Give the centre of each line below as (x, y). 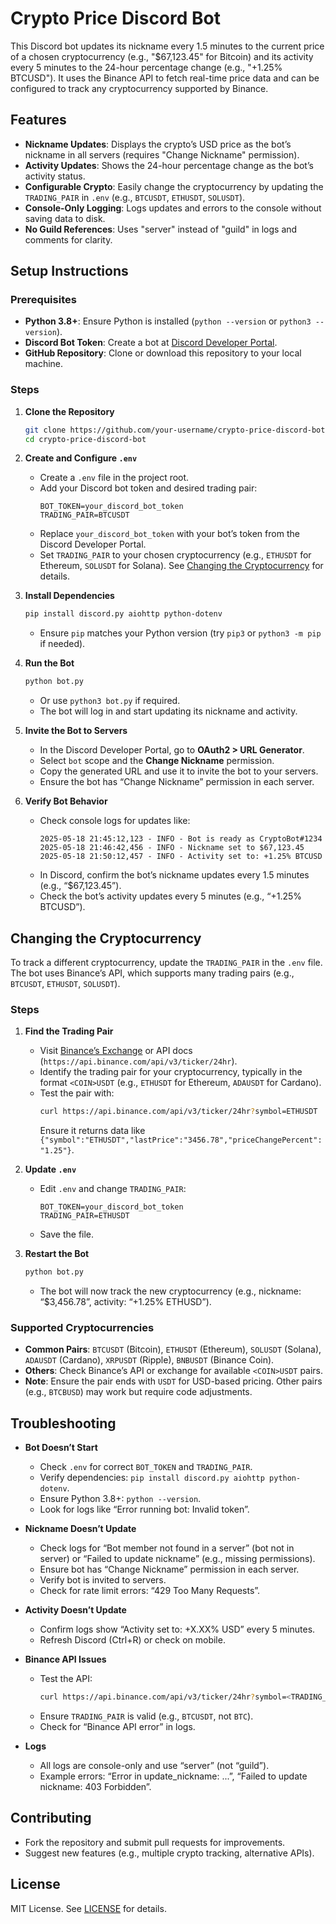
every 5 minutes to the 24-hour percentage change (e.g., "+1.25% (146, 67)
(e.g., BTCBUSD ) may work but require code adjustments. (138, 1392)
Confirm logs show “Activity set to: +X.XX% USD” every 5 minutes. (177, 1629)
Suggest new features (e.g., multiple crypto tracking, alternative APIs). (169, 1853)
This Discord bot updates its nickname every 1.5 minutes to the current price (167, 46)
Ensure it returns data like (92, 1131)
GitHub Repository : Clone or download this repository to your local (163, 353)
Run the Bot (49, 663)
